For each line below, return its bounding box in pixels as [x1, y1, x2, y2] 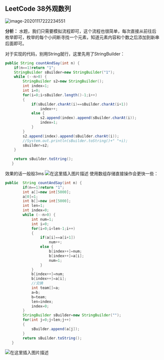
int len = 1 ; [23, 203, 45, 208]
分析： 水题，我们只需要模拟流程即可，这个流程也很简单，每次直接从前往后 [5, 28, 157, 34]
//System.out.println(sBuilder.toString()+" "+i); [23, 138, 128, 143]
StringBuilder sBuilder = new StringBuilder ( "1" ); [14, 70, 115, 75]
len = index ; [31, 299, 54, 304]
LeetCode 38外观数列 [5, 4, 71, 13]
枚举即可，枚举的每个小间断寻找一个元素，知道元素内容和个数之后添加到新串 [5, 34, 160, 40]
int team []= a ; [31, 285, 60, 291]
